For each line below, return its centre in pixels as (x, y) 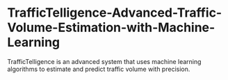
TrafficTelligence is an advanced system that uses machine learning (104, 61)
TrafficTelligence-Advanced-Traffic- (115, 13)
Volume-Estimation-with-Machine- (111, 27)
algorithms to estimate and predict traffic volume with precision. (99, 69)
